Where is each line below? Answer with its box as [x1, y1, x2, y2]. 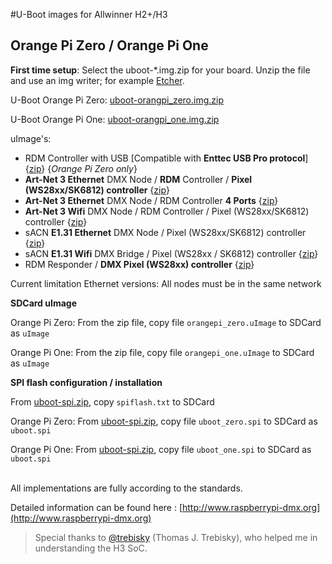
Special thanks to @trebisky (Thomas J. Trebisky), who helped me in [34, 531, 318, 543]
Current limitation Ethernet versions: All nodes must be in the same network [10, 277, 322, 289]
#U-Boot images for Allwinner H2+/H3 [10, 9, 168, 20]
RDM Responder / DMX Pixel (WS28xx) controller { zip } [24, 258, 255, 270]
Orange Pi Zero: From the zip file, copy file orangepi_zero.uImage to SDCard [10, 316, 322, 328]
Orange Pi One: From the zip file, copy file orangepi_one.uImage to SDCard [10, 346, 315, 358]
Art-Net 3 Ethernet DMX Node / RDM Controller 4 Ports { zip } [24, 194, 279, 206]
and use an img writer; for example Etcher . [10, 74, 185, 86]
